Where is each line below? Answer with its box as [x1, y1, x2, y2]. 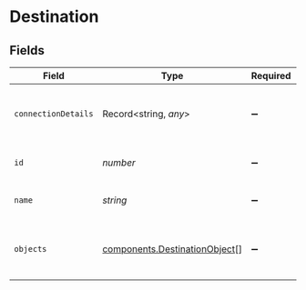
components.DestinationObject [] [102, 243, 243, 255]
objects [14, 244, 47, 254]
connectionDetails [14, 109, 94, 119]
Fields [9, 43, 46, 58]
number [102, 156, 137, 169]
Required [250, 70, 291, 82]
